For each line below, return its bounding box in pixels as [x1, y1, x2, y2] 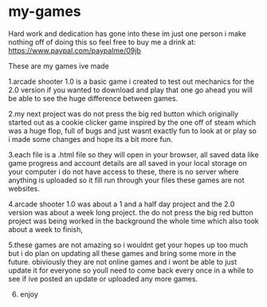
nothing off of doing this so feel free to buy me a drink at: [8, 37, 197, 46]
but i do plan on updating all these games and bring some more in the [8, 248, 237, 258]
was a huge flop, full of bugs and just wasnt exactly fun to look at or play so [8, 126, 257, 136]
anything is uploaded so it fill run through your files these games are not [8, 175, 245, 185]
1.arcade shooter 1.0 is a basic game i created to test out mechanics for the [8, 77, 255, 86]
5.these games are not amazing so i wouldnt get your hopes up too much [8, 240, 249, 250]
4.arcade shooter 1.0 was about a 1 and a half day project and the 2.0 [8, 199, 235, 209]
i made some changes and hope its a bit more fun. [8, 134, 173, 144]
